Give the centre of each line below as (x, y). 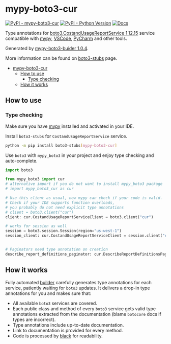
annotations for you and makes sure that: (48, 293)
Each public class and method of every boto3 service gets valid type (84, 308)
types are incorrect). (34, 319)
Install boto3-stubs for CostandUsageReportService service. (66, 136)
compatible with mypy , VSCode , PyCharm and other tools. (66, 38)
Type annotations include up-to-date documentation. (68, 325)
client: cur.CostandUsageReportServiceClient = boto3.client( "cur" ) (79, 217)
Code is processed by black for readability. (58, 336)
